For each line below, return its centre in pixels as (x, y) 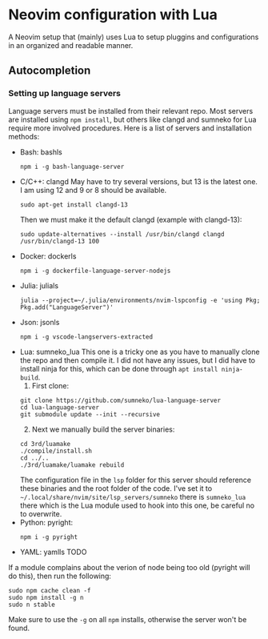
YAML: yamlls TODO (53, 552)
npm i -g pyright (49, 537)
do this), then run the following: (60, 576)
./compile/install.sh (56, 451)
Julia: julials (39, 285)
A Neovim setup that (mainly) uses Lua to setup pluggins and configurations (134, 37)
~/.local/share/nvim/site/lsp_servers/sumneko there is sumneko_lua (133, 496)
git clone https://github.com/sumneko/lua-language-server (120, 400)
